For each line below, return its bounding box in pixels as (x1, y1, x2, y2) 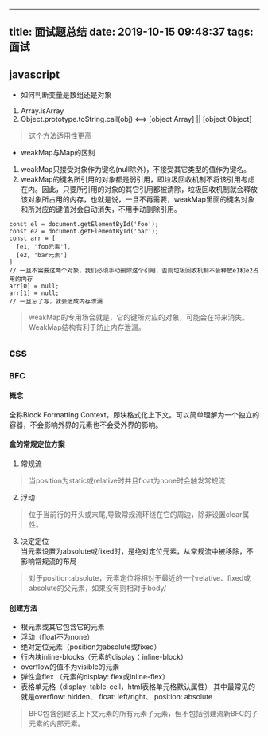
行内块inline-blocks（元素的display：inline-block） (20, 652, 188, 662)
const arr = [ (9, 234, 56, 243)
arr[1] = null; (9, 289, 60, 297)
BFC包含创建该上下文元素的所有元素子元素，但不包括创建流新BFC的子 (28, 709, 259, 718)
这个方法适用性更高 (28, 131, 92, 140)
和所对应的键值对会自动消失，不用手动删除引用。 (20, 205, 181, 214)
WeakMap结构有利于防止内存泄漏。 (28, 323, 146, 332)
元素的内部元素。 (28, 718, 85, 729)
